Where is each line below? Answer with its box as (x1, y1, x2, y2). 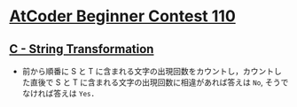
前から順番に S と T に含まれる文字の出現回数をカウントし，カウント (21, 66, 275, 76)
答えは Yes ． (52, 88, 99, 98)
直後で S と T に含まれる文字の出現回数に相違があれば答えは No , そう (29, 77, 281, 88)
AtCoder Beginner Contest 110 (9, 6, 237, 27)
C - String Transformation (9, 42, 154, 57)
